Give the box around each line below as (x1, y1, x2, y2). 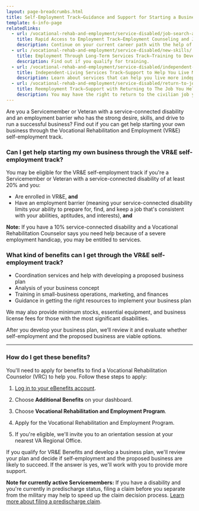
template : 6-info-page (6, 20, 62, 26)
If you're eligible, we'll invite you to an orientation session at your (14, 430, 174, 437)
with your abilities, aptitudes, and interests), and (14, 212, 133, 219)
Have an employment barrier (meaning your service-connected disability (14, 200, 192, 207)
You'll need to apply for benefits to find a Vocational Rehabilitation (6, 367, 168, 374)
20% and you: (6, 182, 40, 189)
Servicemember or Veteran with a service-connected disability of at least (6, 175, 185, 182)
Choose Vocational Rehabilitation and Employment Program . (14, 408, 167, 415)
